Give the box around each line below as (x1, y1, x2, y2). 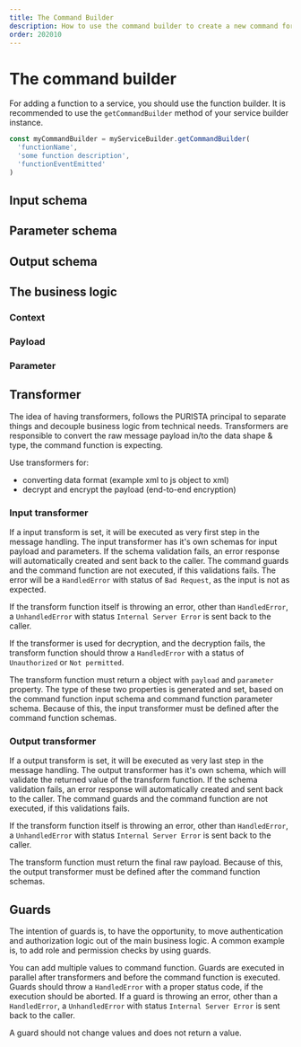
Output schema (9, 253, 98, 269)
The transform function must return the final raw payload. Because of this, (9, 857, 284, 867)
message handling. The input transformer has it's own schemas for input (9, 536, 278, 548)
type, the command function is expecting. (9, 439, 164, 450)
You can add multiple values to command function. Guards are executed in (9, 963, 285, 973)
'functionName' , (17, 143, 78, 153)
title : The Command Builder (9, 13, 115, 22)
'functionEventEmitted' (17, 159, 106, 169)
